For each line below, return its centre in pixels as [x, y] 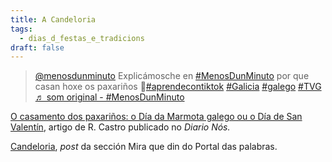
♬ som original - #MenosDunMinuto [109, 97]
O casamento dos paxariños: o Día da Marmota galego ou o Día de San [156, 117]
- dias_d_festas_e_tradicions [82, 38]
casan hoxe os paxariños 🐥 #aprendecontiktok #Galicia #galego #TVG [178, 87]
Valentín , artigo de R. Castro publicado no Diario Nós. [120, 127]
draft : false [37, 47]
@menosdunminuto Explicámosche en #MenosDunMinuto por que [172, 76]
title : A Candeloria [53, 19]
